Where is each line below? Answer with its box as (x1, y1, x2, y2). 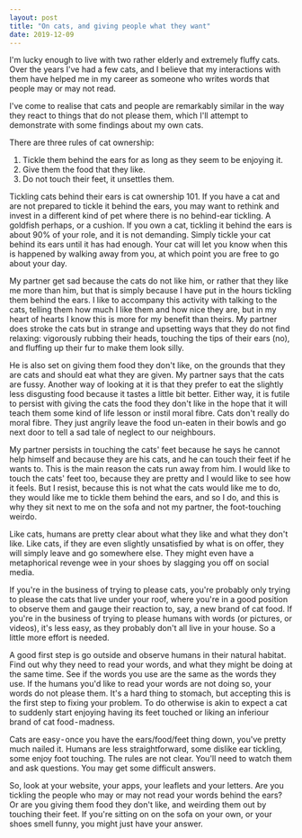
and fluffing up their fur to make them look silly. (9, 343, 184, 354)
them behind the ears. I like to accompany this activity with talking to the (9, 294, 278, 306)
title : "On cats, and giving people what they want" (9, 22, 211, 31)
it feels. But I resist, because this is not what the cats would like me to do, (9, 482, 281, 493)
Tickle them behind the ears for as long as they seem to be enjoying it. (22, 155, 283, 166)
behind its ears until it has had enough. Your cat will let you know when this (9, 239, 288, 250)
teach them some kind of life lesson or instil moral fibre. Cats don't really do (9, 408, 290, 419)
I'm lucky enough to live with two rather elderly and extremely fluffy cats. (9, 55, 280, 66)
